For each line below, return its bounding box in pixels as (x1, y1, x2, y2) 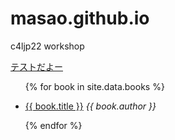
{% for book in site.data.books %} (24, 80, 165, 92)
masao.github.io (10, 7, 150, 30)
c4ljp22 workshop (10, 40, 85, 52)
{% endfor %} (24, 119, 83, 131)
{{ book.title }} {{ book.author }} (24, 100, 157, 112)
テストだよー (10, 60, 63, 72)
